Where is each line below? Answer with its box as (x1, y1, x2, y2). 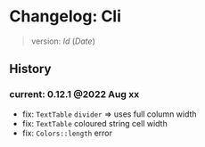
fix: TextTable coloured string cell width (21, 118, 168, 128)
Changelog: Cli (9, 6, 122, 27)
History (9, 61, 52, 77)
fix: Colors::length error (21, 127, 113, 138)
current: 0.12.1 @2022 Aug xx (9, 88, 140, 101)
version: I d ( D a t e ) (30, 36, 95, 46)
